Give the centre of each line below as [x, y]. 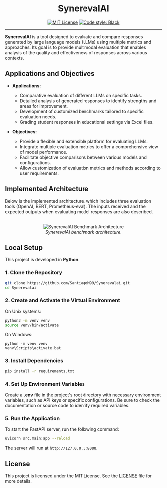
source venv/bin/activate [32, 325]
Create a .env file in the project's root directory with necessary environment [83, 395]
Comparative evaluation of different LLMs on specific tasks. [81, 95]
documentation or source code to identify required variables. [68, 405]
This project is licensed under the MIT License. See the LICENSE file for [79, 476]
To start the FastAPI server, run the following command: [62, 429]
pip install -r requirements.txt [40, 371]
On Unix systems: [23, 311]
